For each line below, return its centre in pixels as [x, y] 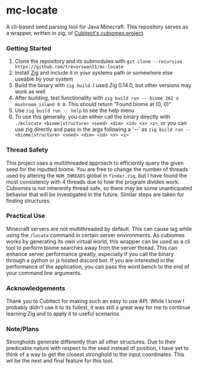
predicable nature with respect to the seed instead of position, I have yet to [98, 348]
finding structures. [29, 200]
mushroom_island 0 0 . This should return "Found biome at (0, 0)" [93, 104]
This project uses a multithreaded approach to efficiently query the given [95, 163]
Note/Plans [23, 329]
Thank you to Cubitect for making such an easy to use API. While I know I [95, 301]
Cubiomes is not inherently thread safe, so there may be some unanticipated [99, 188]
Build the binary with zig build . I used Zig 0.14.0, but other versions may [103, 85]
